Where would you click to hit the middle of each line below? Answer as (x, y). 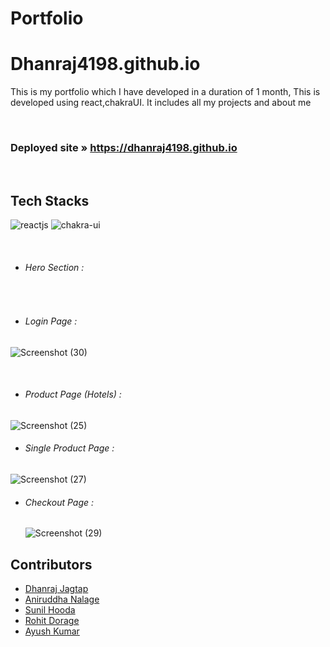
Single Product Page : (69, 448)
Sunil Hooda (50, 610)
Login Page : (51, 321)
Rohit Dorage (52, 621)
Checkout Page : (59, 502)
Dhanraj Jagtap (56, 589)
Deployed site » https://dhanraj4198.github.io (124, 148)
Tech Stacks (50, 200)
